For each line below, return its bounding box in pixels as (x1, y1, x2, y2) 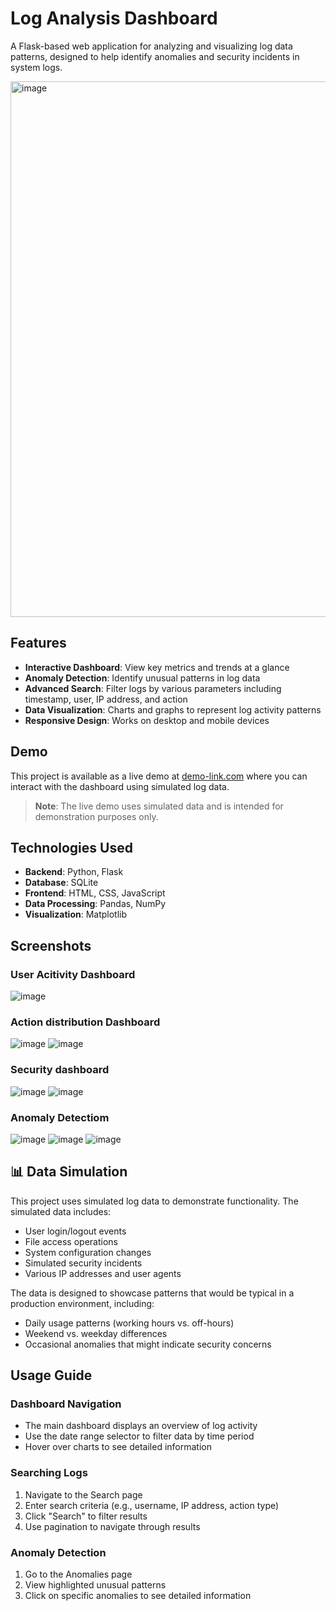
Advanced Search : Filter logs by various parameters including (24, 682, 282, 694)
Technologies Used (10, 839, 133, 856)
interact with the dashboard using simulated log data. (10, 780, 230, 792)
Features (10, 635, 67, 652)
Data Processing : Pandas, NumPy (24, 898, 167, 910)
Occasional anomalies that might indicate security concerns (24, 1338, 272, 1350)
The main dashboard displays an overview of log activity (24, 1420, 258, 1432)
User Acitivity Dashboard (10, 967, 136, 981)
